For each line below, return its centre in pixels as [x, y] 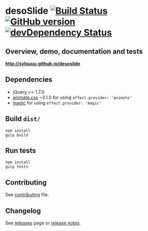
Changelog [23, 211]
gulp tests [17, 167]
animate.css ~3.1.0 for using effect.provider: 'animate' [72, 97]
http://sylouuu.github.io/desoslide [43, 63]
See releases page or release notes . [43, 223]
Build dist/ [23, 119]
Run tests [21, 151]
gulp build [17, 135]
